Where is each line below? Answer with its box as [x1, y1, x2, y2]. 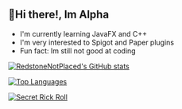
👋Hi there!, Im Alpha [8, 8, 110, 21]
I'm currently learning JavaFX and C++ [19, 29, 147, 38]
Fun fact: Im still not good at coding [19, 45, 137, 56]
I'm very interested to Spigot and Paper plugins [19, 37, 175, 47]
